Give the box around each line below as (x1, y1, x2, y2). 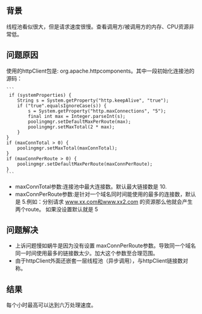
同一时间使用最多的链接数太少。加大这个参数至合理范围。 (15, 250, 158, 257)
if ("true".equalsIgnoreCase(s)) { (17, 102, 107, 109)
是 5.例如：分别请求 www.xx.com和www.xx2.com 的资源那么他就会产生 (15, 198, 193, 205)
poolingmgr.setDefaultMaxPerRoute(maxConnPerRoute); (17, 161, 153, 167)
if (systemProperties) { (8, 92, 71, 98)
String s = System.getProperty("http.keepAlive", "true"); (17, 97, 169, 103)
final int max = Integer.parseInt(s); (28, 113, 126, 119)
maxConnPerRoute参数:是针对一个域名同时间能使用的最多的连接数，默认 (15, 190, 197, 198)
